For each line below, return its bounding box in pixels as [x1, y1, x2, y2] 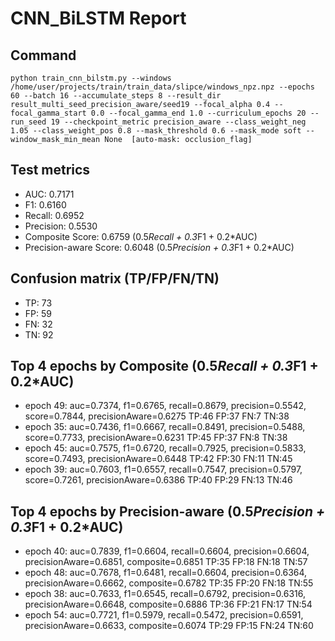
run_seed [10, 117, 47, 127]
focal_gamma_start [10, 108, 87, 118]
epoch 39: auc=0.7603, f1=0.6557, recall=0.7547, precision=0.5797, [24, 463, 303, 476]
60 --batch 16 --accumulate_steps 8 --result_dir [10, 91, 222, 101]
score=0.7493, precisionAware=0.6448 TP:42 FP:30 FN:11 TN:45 [24, 453, 293, 465]
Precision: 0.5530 [24, 220, 98, 232]
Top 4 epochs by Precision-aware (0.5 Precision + [10, 503, 326, 520]
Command [10, 47, 77, 64]
